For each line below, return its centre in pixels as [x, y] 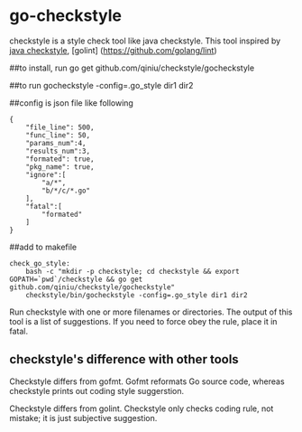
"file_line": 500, [60, 127]
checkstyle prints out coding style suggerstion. [97, 390]
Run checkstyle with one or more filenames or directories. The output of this [151, 312]
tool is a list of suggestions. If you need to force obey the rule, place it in [143, 321]
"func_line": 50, [58, 135]
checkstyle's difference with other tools [124, 359]
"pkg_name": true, [60, 167]
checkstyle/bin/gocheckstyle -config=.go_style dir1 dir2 [137, 295]
